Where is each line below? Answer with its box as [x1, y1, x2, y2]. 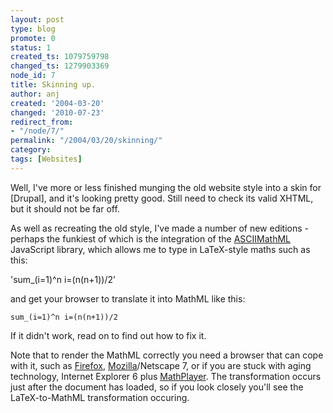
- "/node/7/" [10, 126, 65, 136]
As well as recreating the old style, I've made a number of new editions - [10, 222, 309, 234]
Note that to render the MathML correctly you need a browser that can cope [10, 349, 324, 361]
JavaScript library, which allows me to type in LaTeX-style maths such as [10, 243, 311, 255]
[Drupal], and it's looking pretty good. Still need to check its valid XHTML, [10, 192, 314, 204]
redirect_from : [10, 117, 74, 127]
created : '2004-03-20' [10, 98, 105, 108]
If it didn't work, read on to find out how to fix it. [10, 329, 207, 341]
